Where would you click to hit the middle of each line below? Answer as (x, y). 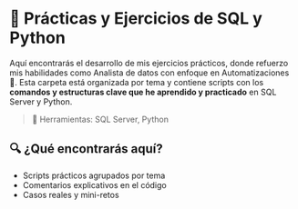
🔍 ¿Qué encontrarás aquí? (87, 149)
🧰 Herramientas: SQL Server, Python (100, 119)
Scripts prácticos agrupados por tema (94, 175)
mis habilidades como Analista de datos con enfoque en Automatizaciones (149, 73)
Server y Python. (41, 101)
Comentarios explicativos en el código (94, 184)
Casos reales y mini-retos (71, 194)
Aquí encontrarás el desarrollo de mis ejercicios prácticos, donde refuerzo (149, 63)
